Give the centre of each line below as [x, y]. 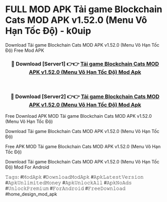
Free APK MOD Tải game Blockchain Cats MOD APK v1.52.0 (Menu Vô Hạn [83, 146]
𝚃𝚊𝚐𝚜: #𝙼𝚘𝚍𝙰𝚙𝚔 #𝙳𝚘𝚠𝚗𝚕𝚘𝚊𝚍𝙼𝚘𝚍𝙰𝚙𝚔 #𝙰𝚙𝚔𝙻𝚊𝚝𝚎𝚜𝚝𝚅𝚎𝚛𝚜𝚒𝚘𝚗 [75, 177]
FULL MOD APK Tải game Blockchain [84, 9]
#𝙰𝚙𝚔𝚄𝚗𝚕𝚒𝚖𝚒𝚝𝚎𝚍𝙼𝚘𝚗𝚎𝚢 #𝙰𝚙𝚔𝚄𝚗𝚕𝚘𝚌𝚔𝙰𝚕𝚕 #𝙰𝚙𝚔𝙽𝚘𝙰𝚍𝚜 [69, 182]
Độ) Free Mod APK [25, 50]
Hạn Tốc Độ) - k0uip [48, 31]
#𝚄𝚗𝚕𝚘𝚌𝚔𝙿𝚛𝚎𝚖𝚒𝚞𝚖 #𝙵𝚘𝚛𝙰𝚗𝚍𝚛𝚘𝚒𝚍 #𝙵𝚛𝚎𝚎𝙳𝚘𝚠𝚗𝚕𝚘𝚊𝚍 [65, 188]
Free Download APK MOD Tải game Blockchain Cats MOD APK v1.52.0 [78, 116]
